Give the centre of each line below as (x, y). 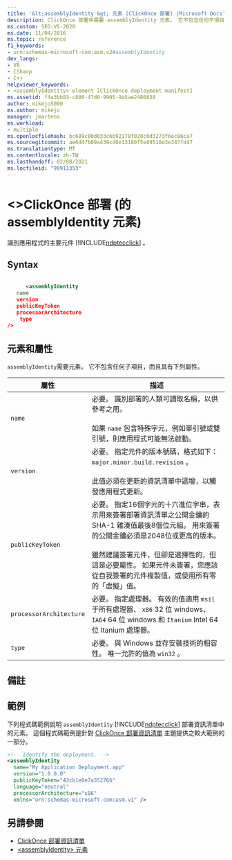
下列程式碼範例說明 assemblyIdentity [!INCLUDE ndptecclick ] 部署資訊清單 (113, 724)
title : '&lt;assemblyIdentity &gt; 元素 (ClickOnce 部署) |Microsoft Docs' (116, 14)
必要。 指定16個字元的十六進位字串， (152, 504)
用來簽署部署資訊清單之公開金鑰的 (154, 515)
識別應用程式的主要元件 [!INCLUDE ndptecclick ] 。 (78, 243)
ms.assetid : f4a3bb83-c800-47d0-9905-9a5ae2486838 (81, 98)
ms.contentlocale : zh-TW (43, 156)
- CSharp (20, 71)
